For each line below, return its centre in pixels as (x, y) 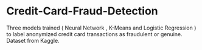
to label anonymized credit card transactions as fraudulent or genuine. (94, 34)
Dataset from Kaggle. (33, 40)
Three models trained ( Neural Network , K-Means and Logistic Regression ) (101, 28)
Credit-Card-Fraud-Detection (82, 11)
